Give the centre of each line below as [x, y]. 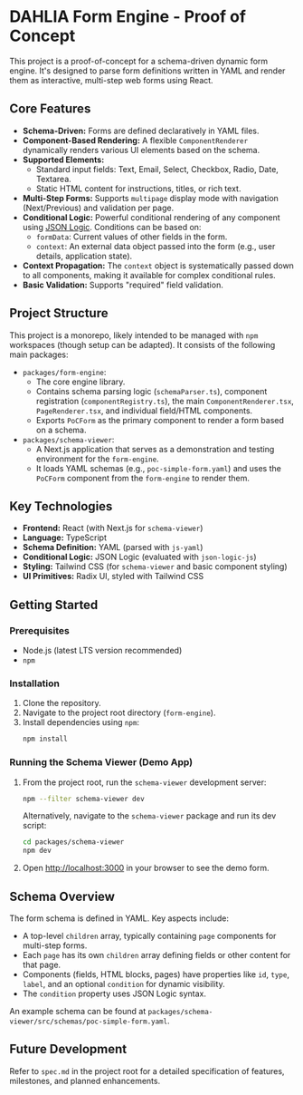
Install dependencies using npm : [81, 722]
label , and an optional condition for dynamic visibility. [123, 984]
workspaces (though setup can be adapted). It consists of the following [142, 344]
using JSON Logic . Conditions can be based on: [112, 227]
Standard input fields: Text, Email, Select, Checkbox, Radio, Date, [157, 169]
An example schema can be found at [78, 1011]
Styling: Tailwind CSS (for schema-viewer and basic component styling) [155, 567]
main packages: [39, 354]
